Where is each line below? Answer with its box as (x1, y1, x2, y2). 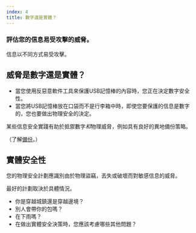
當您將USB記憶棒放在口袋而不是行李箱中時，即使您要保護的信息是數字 (14, 102, 190, 110)
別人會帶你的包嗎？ (14, 205, 63, 212)
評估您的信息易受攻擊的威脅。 (6, 36, 93, 44)
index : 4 (6, 8, 28, 15)
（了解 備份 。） (6, 136, 41, 143)
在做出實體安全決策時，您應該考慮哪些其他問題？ (14, 220, 137, 228)
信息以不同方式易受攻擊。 (6, 50, 70, 57)
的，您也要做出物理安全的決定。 (14, 110, 95, 117)
